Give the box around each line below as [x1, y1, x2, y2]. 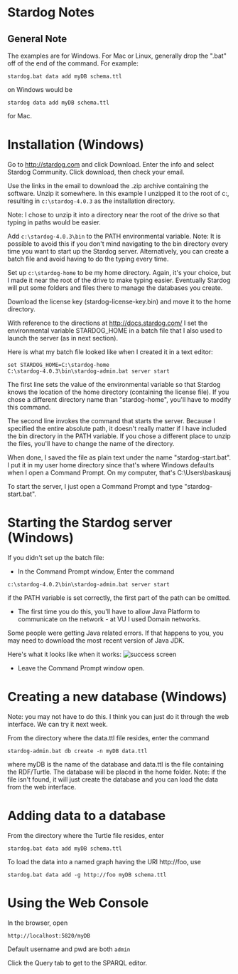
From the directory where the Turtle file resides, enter [7, 831, 165, 839]
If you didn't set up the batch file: [7, 553, 104, 561]
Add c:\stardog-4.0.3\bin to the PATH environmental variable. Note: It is [7, 232, 222, 240]
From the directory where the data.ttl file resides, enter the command [7, 733, 210, 742]
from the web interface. [7, 782, 77, 791]
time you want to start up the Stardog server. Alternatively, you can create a [7, 247, 229, 255]
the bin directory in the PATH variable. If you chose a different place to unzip [7, 432, 231, 440]
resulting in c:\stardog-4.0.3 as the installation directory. [7, 197, 175, 205]
